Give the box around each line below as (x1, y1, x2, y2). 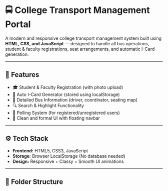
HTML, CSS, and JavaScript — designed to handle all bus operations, (5, 40, 149, 46)
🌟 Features (5, 70, 39, 79)
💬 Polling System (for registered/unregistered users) (12, 110, 120, 116)
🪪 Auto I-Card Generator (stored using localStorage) (12, 91, 120, 98)
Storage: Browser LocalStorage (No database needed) (12, 153, 125, 159)
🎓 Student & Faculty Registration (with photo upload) (12, 84, 123, 90)
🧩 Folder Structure (5, 177, 63, 186)
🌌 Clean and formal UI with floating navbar (12, 115, 100, 121)
